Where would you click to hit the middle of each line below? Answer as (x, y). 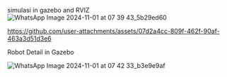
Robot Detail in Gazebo (41, 52)
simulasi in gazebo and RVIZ (48, 10)
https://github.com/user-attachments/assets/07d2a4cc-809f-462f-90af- (114, 31)
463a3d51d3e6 (29, 38)
